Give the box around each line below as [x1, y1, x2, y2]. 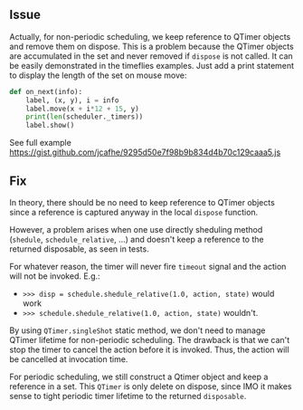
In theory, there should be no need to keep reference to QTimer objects [9, 197, 276, 207]
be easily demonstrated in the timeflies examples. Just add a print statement [9, 60, 295, 71]
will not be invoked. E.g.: [9, 271, 101, 281]
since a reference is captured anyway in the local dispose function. [9, 207, 259, 217]
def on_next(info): [9, 87, 83, 96]
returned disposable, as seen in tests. [9, 243, 149, 254]
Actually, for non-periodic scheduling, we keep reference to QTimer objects [9, 31, 291, 42]
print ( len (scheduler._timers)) [25, 112, 144, 121]
